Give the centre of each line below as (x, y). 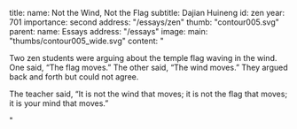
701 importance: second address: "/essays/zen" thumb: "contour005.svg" (144, 22)
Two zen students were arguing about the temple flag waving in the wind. (143, 58)
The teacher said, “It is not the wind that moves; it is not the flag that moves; (148, 94)
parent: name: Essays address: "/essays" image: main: (109, 31)
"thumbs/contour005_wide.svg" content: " (86, 41)
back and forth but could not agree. (74, 77)
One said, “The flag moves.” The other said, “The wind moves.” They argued (148, 67)
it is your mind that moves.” (59, 103)
